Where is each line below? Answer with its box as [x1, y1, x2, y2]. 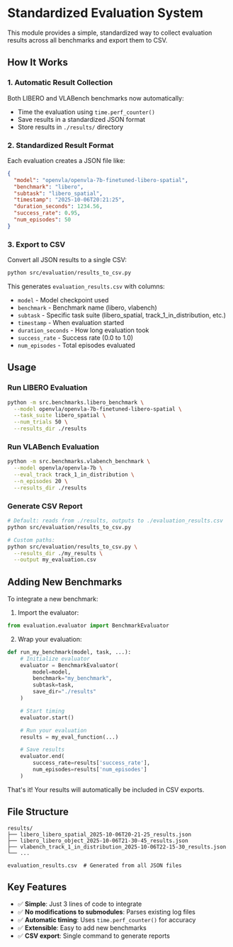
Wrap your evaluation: [17, 635, 82, 643]
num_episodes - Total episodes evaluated [17, 341, 136, 349]
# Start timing [20, 707, 65, 715]
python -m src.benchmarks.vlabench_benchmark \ [7, 458, 151, 465]
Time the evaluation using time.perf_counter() [17, 108, 156, 116]
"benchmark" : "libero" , [13, 183, 84, 191]
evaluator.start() [20, 714, 74, 721]
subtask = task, [33, 681, 74, 688]
